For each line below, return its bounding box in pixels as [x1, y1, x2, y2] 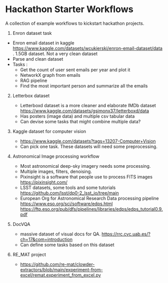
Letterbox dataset [12, 92, 50, 99]
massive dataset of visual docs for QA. [20, 231, 101, 237]
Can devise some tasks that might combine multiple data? [20, 118, 141, 124]
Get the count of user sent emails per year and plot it [20, 67, 131, 73]
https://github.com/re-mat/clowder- [20, 261, 95, 267]
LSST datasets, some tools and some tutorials [20, 184, 116, 191]
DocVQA [12, 221, 30, 227]
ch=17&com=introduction [20, 236, 73, 242]
